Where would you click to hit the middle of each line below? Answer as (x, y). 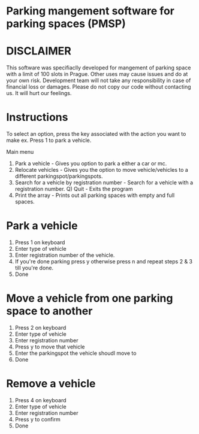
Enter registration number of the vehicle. (65, 255)
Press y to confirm (38, 419)
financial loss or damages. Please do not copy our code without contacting (99, 87)
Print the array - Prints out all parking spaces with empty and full (95, 195)
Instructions (37, 117)
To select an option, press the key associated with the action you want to (96, 134)
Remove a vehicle (51, 384)
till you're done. (34, 268)
